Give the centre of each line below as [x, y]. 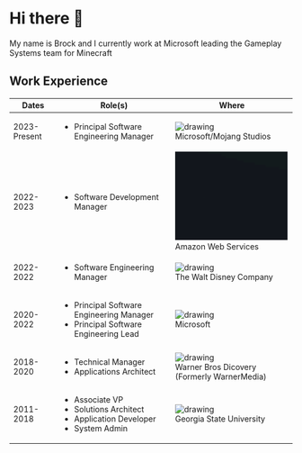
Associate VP [99, 400]
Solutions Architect [109, 410]
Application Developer [115, 419]
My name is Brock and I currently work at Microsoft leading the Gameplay [146, 43]
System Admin [101, 429]
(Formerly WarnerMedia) [221, 376]
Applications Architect [115, 372]
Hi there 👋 [46, 18]
